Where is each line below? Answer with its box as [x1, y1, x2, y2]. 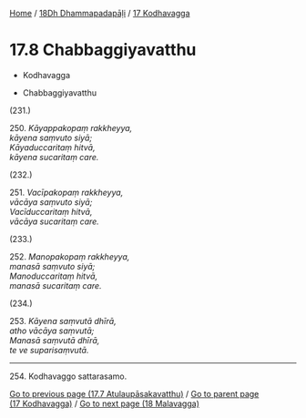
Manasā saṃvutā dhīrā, [9, 334, 100, 345]
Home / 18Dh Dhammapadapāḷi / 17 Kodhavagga [9, 8, 190, 18]
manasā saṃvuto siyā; [9, 260, 96, 271]
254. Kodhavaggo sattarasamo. [9, 371, 127, 382]
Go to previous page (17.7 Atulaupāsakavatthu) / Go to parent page [9, 388, 260, 399]
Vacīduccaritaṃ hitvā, [9, 206, 93, 217]
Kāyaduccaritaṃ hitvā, [9, 141, 96, 153]
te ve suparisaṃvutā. [9, 344, 89, 355]
